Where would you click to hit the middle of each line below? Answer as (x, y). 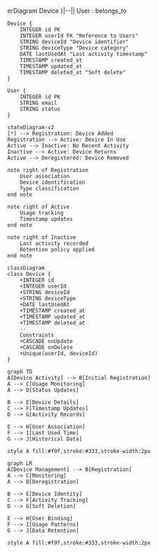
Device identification (53, 182)
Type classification (49, 189)
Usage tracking (42, 213)
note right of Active (39, 207)
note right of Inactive (42, 237)
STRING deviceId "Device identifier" (74, 42)
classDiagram (26, 268)
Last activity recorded (54, 244)
